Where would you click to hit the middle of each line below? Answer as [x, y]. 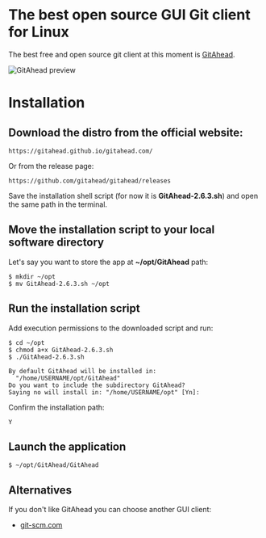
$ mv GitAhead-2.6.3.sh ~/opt [59, 284]
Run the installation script [74, 309]
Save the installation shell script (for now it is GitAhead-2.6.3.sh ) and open [133, 195]
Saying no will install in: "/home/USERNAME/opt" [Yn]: [104, 392]
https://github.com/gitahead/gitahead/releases [90, 181]
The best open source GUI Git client [130, 15]
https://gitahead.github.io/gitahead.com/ [81, 151]
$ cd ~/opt [27, 343]
